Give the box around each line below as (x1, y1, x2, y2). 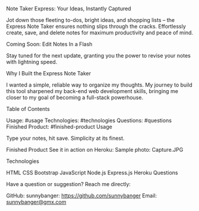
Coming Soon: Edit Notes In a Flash (6, 41, 93, 47)
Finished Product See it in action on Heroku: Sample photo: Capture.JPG (6, 146, 184, 153)
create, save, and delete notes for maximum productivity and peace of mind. (6, 29, 194, 36)
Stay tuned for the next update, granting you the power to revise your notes (6, 52, 191, 59)
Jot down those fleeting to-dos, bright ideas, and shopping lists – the (6, 17, 175, 23)
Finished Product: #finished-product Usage (6, 123, 113, 130)
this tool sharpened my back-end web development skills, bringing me (6, 88, 178, 94)
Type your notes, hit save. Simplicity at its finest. (6, 135, 125, 142)
